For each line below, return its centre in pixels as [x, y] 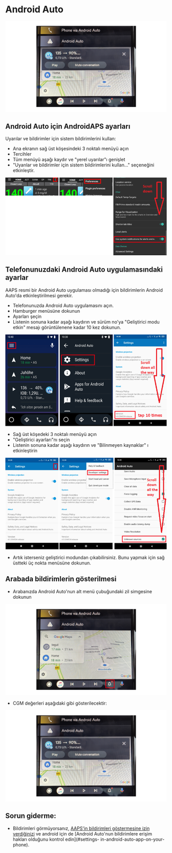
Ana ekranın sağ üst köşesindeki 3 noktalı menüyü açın [71, 149]
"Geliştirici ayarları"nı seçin [41, 440]
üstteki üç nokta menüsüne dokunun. [52, 563]
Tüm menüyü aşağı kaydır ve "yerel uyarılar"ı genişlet [69, 160]
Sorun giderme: [31, 816]
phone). [21, 845]
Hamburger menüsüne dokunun [46, 311]
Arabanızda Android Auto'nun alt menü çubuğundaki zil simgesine [82, 591]
